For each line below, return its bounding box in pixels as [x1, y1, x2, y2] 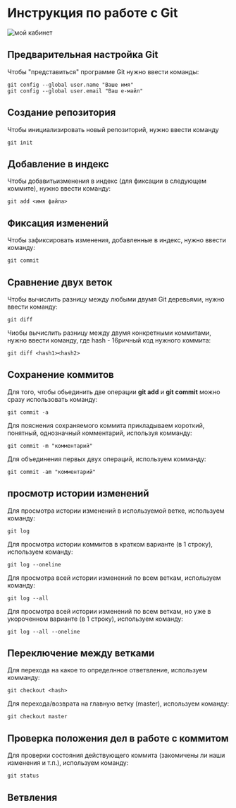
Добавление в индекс [7, 158, 109, 170]
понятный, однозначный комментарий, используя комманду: [7, 429, 192, 437]
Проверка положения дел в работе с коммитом [7, 732, 229, 744]
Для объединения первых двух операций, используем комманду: [7, 454, 206, 463]
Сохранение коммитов [7, 369, 114, 381]
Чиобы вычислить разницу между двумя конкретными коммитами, [7, 328, 211, 337]
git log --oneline [7, 561, 61, 568]
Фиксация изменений [7, 217, 109, 229]
